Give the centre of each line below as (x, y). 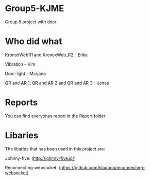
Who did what (33, 41)
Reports (21, 103)
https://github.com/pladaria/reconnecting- (103, 167)
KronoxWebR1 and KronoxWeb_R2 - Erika (47, 55)
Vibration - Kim (20, 64)
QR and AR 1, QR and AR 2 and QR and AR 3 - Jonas (57, 83)
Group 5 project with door (31, 22)
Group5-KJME (35, 8)
